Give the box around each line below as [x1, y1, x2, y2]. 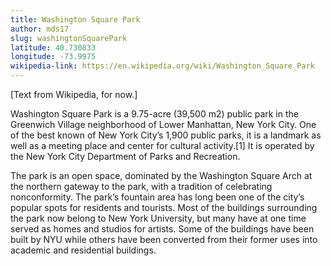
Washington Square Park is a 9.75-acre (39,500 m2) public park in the [10, 108, 299, 120]
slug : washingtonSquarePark [10, 33, 128, 43]
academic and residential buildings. [10, 244, 157, 256]
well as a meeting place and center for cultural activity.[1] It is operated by [10, 140, 315, 151]
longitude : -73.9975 [10, 52, 97, 62]
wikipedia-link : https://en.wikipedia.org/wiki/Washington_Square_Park [10, 61, 315, 71]
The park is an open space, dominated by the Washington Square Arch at [10, 170, 313, 181]
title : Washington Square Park [10, 14, 141, 25]
